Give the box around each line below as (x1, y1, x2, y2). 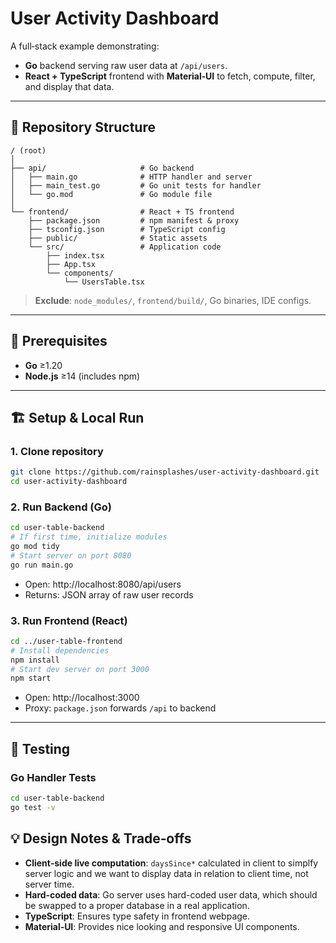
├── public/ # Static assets (28, 233, 208, 243)
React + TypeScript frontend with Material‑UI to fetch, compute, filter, (24, 70, 316, 82)
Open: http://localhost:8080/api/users (24, 578, 182, 590)
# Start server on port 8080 (10, 550, 132, 561)
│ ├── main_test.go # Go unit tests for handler (10, 180, 262, 191)
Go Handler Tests (10, 770, 97, 784)
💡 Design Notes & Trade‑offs (10, 830, 192, 847)
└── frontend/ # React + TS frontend (10, 207, 235, 217)
